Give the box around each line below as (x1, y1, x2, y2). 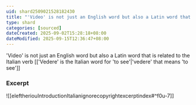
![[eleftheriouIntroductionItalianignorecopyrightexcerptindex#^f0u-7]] (6, 92, 174, 100)
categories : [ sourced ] (6, 25, 62, 31)
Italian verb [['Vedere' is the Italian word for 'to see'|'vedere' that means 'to (6, 58, 188, 65)
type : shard (6, 19, 35, 25)
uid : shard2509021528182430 (6, 8, 75, 15)
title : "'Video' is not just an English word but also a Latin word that (6, 14, 191, 20)
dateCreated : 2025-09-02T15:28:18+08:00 (6, 31, 107, 36)
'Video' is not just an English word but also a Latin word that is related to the (6, 52, 190, 59)
